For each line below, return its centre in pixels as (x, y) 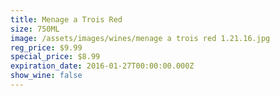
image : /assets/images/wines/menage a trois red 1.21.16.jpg (140, 38)
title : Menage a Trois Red (66, 19)
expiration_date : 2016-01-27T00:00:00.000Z (102, 66)
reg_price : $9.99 (46, 47)
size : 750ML (35, 29)
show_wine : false (46, 76)
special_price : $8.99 (55, 57)
